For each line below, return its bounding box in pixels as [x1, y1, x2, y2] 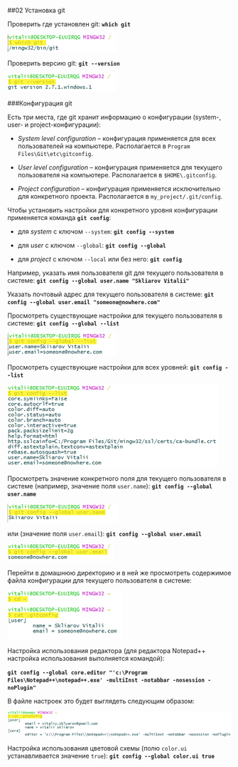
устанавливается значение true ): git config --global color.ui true [7, 751, 215, 761]
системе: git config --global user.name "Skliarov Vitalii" [7, 276, 190, 284]
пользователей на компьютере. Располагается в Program [17, 142, 190, 150]
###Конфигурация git [7, 99, 72, 108]
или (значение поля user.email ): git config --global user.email [7, 530, 202, 538]
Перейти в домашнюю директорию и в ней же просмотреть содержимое [7, 569, 232, 577]
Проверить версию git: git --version [7, 59, 121, 67]
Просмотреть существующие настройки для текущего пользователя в [7, 311, 222, 320]
